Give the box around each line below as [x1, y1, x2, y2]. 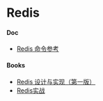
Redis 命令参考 [16, 45, 60, 53]
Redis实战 [16, 86, 46, 95]
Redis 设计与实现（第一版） [16, 77, 96, 86]
